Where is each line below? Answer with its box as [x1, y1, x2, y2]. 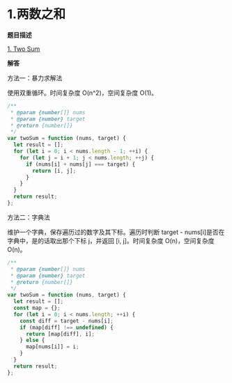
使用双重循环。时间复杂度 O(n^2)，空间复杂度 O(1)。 [7, 88, 158, 97]
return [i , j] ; [32, 167, 77, 174]
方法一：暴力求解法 [7, 74, 63, 82]
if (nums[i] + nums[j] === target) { [25, 161, 136, 168]
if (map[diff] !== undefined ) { [20, 324, 114, 331]
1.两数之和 [7, 6, 66, 22]
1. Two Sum [7, 45, 40, 53]
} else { [20, 337, 45, 344]
